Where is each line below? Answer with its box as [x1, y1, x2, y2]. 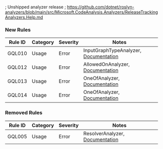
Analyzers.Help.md [5, 15, 43, 20]
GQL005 [7, 133, 28, 140]
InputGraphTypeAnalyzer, [83, 47, 142, 54]
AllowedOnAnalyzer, [83, 61, 130, 68]
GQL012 [7, 64, 28, 71]
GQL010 [7, 50, 28, 57]
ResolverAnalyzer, [83, 130, 125, 137]
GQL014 [7, 92, 28, 99]
